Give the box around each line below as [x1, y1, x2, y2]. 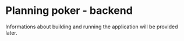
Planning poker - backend [5, 4, 133, 17]
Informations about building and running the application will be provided [5, 23, 178, 30]
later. [5, 29, 18, 36]
